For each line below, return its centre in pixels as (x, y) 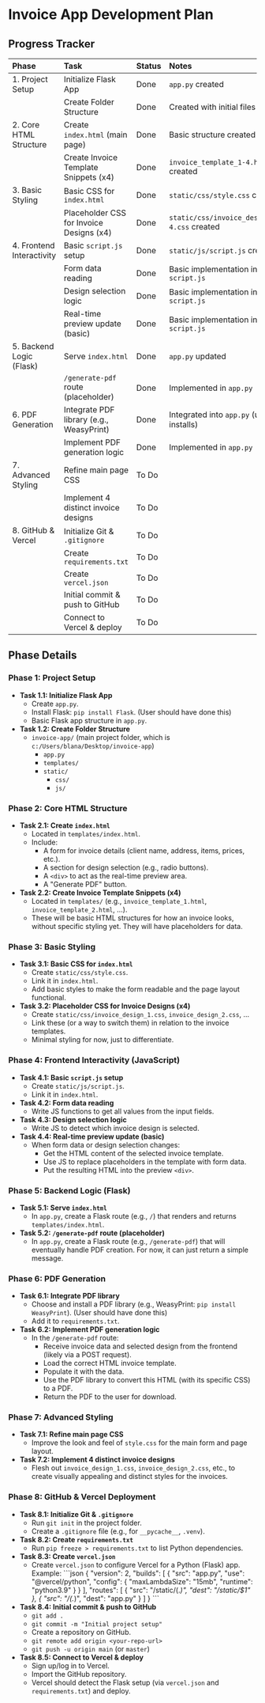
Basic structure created (213, 135)
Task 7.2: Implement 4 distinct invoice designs (97, 1460)
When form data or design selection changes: (105, 1144)
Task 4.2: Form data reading (67, 1102)
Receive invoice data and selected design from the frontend (140, 1346)
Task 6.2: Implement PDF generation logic (90, 1329)
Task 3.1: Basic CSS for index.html (76, 964)
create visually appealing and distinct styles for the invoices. (130, 1477)
